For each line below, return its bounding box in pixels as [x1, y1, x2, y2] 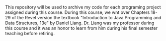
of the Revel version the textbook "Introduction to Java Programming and [11, 15, 162, 20]
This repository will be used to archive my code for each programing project [5, 4, 161, 10]
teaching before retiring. [5, 31, 55, 36]
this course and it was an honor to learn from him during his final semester [5, 25, 158, 31]
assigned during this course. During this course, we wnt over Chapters [5, 9, 150, 15]
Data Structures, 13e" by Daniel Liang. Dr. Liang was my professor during [5, 20, 155, 26]
